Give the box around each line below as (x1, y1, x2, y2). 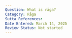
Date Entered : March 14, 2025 (5, 21, 68, 26)
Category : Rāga (5, 12, 36, 17)
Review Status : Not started (5, 26, 63, 31)
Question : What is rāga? (5, 7, 56, 12)
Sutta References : (5, 16, 43, 21)
